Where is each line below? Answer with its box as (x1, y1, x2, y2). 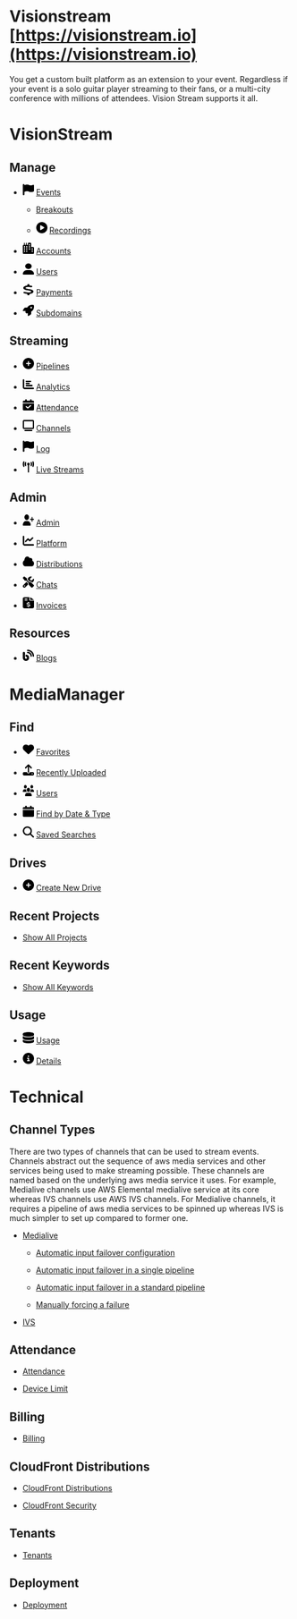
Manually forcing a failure (35, 1299, 130, 1310)
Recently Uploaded (35, 767, 107, 778)
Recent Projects (9, 908, 100, 923)
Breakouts (35, 204, 73, 215)
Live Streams (35, 463, 85, 475)
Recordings (48, 225, 92, 235)
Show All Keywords (21, 981, 94, 992)
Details (35, 1055, 62, 1066)
